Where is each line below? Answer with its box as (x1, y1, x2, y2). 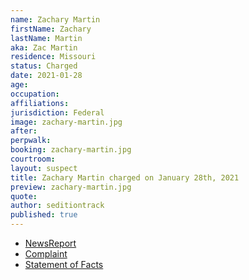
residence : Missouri (10, 52, 97, 62)
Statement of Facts (24, 259, 104, 270)
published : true (10, 210, 78, 220)
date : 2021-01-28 (10, 71, 83, 81)
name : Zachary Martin (10, 14, 101, 25)
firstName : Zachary (10, 24, 92, 34)
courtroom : (10, 154, 56, 164)
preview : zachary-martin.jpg (10, 182, 132, 192)
